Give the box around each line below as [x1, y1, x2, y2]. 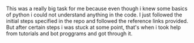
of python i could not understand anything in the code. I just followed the [6, 11, 182, 18]
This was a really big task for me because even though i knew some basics [6, 5, 188, 12]
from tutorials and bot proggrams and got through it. [6, 30, 133, 37]
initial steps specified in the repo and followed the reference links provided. [6, 18, 189, 24]
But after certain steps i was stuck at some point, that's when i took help [6, 24, 181, 31]
